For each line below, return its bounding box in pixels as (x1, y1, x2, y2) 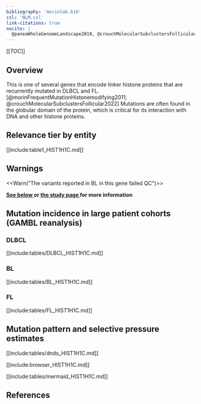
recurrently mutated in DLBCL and (6, 87, 91, 94)
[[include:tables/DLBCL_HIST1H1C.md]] (6, 250, 103, 257)
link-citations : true (6, 20, 60, 26)
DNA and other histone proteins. (6, 112, 86, 120)
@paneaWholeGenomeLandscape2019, (11, 31, 95, 37)
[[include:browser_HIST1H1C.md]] (6, 361, 90, 368)
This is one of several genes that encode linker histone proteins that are (6, 80, 183, 88)
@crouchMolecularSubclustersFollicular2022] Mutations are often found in (6, 100, 190, 107)
